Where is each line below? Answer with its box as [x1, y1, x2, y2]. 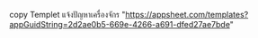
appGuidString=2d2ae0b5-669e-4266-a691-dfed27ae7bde [9, 19, 231, 29]
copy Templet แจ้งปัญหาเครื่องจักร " [9, 10, 126, 19]
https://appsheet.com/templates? [125, 10, 249, 19]
